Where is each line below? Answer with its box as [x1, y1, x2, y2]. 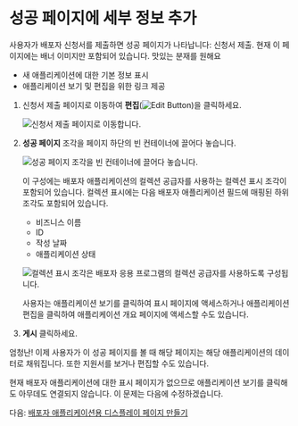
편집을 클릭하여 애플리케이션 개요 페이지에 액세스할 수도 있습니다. [21, 309, 249, 320]
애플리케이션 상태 [35, 248, 96, 259]
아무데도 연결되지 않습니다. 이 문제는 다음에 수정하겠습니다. [18, 388, 224, 398]
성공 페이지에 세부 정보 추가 [9, 8, 197, 29]
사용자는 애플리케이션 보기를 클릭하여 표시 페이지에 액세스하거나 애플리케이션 [21, 297, 290, 308]
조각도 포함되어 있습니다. [21, 197, 109, 208]
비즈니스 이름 [35, 216, 82, 228]
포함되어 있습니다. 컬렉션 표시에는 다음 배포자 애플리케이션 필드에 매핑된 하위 [21, 187, 290, 197]
